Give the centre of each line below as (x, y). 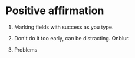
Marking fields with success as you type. (64, 27)
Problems (26, 50)
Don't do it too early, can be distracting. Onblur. (72, 38)
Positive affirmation (55, 11)
